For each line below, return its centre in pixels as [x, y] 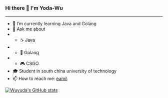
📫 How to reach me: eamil [40, 79]
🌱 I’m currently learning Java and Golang [54, 24]
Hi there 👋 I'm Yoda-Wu [34, 8]
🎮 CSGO [29, 64]
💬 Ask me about [29, 29]
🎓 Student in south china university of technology [64, 71]
